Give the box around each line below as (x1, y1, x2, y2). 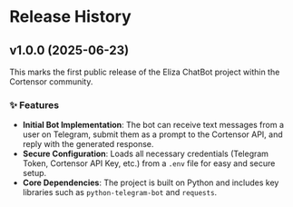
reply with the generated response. (22, 139, 154, 150)
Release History (9, 6, 132, 27)
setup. (22, 168, 47, 179)
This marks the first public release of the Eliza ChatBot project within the (9, 66, 280, 77)
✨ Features (9, 98, 60, 111)
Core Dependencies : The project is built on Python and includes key (22, 177, 279, 188)
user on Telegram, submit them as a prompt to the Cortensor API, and (22, 129, 283, 140)
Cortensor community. (9, 76, 93, 87)
